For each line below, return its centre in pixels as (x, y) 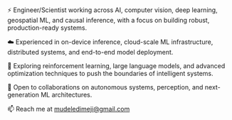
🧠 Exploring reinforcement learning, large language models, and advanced (116, 66)
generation (23, 95)
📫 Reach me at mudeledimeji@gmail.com (69, 109)
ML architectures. (66, 95)
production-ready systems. (47, 28)
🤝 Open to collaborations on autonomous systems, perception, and (105, 87)
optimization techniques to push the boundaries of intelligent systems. (110, 73)
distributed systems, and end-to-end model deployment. (90, 52)
